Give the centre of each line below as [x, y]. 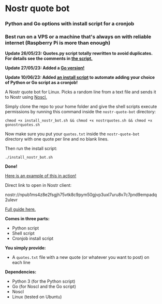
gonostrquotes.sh [22, 125]
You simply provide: [25, 248]
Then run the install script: [31, 148]
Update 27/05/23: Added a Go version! [45, 68]
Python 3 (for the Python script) [44, 281]
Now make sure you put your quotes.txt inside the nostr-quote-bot [72, 134]
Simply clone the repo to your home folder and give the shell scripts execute [81, 107]
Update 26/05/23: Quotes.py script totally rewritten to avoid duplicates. [79, 54]
